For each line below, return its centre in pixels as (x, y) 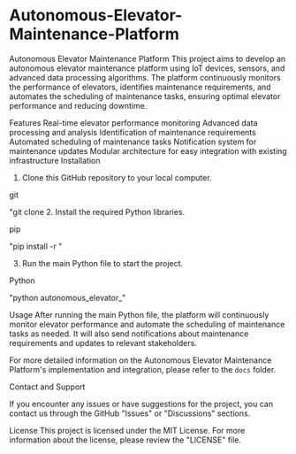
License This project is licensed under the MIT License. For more (127, 430)
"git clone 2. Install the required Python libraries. (97, 212)
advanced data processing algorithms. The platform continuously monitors (145, 77)
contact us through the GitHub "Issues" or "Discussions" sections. (130, 413)
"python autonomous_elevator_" (68, 297)
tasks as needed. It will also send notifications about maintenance (129, 334)
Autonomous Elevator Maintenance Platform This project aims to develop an (148, 58)
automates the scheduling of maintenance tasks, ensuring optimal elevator (145, 96)
